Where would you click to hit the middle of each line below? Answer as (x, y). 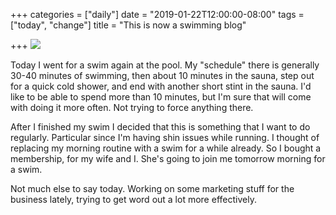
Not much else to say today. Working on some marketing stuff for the (152, 188)
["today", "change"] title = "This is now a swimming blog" (128, 25)
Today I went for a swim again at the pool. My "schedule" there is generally (165, 65)
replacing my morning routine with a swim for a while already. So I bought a (166, 148)
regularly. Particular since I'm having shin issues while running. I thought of (165, 137)
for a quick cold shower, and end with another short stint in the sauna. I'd (161, 86)
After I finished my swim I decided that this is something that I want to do (160, 127)
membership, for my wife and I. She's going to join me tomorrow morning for (168, 158)
